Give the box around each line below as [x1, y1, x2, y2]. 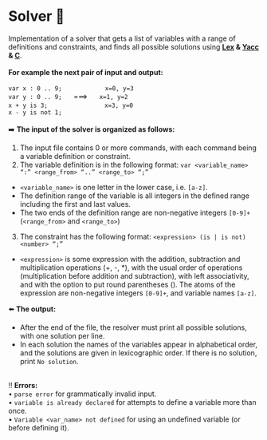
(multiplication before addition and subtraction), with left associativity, [19, 271, 249, 280]
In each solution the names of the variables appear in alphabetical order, [19, 339, 257, 349]
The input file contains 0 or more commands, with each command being [19, 143, 257, 153]
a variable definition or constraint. [19, 151, 132, 161]
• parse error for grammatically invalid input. [8, 389, 157, 398]
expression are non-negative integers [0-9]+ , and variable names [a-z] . [19, 287, 257, 298]
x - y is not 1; [8, 108, 62, 117]
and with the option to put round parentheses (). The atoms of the [19, 279, 236, 289]
